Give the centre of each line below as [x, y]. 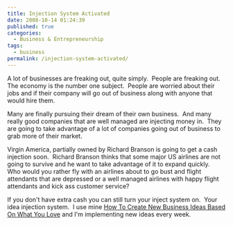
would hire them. [31, 100]
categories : [24, 33]
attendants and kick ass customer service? [68, 186]
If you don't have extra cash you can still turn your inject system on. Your [112, 199]
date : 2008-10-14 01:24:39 [46, 20]
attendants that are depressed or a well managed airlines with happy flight [113, 179]
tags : [15, 46]
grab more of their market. [45, 136]
